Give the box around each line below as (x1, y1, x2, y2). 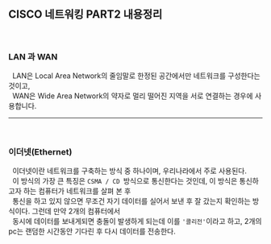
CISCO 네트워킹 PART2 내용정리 (8, 7, 163, 22)
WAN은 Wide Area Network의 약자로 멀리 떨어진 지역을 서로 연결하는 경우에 (11, 91, 253, 101)
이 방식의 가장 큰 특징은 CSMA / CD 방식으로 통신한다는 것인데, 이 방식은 (11, 176, 238, 186)
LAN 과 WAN (8, 51, 58, 62)
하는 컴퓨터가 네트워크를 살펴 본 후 (23, 186, 131, 196)
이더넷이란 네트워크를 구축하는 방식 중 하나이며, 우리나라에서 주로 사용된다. (11, 166, 248, 176)
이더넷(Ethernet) (8, 147, 73, 158)
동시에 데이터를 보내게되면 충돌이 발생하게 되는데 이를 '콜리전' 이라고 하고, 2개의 (11, 217, 262, 226)
